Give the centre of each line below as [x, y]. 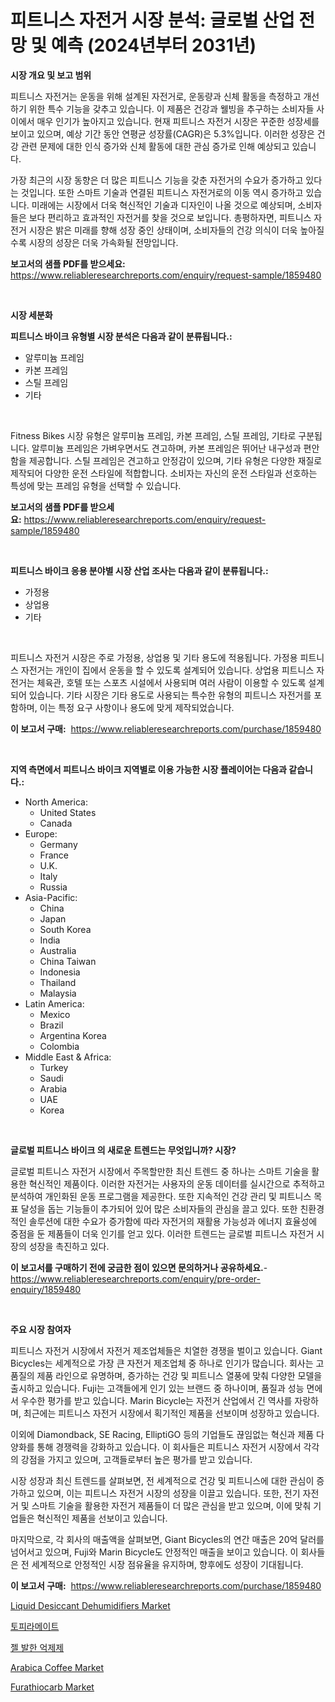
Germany [58, 844]
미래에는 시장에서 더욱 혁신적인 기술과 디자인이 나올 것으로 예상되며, [163, 205]
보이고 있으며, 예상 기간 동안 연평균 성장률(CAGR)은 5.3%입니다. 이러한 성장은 [162, 133]
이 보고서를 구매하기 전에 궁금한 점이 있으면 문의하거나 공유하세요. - [139, 1267]
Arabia [53, 1088]
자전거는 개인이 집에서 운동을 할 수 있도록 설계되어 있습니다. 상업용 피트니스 [167, 670]
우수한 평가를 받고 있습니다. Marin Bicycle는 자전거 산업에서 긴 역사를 [156, 1400]
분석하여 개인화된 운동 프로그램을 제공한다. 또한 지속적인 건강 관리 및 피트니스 [161, 1196]
